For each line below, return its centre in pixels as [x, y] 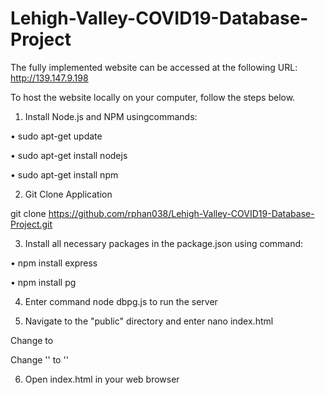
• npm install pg [43, 282]
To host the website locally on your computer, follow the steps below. [153, 97]
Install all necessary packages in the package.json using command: [164, 243]
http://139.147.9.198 [49, 78]
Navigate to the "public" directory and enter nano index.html [149, 321]
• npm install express [54, 263]
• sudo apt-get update [56, 136]
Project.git [31, 224]
